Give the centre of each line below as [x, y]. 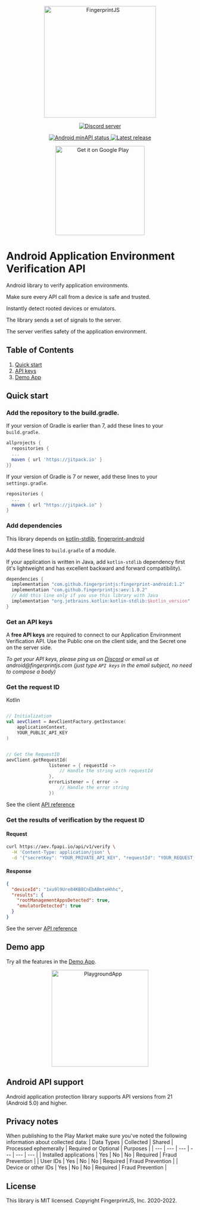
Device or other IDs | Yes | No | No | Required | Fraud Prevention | [87, 1168]
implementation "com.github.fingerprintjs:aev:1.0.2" [79, 590]
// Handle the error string [94, 788]
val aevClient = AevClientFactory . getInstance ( [66, 722]
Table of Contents [40, 350]
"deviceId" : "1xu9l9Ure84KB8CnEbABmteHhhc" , [68, 889]
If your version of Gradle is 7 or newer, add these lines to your [82, 476]
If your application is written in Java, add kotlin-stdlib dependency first [96, 562]
